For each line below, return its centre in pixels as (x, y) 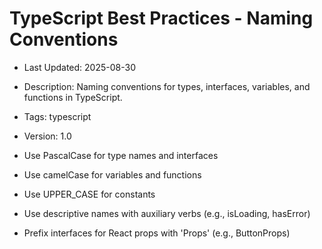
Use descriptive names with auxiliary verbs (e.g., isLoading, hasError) (167, 213)
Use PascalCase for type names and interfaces (121, 155)
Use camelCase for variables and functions (112, 174)
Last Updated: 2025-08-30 (79, 67)
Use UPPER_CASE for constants (89, 194)
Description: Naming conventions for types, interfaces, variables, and (167, 86)
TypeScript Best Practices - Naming (161, 18)
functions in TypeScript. (73, 97)
